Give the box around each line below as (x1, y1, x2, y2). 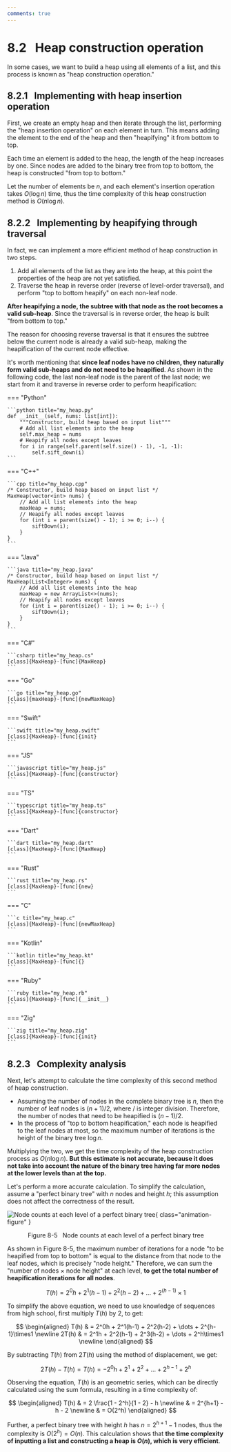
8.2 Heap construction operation (7, 39, 204, 55)
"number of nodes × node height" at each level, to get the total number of (7, 1266, 219, 1275)
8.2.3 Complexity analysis (7, 1058, 126, 1070)
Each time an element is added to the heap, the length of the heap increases (7, 155, 224, 163)
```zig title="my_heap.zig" (7, 1027, 88, 1035)
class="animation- (159, 1211, 212, 1218)
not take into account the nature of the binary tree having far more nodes (7, 1162, 221, 1170)
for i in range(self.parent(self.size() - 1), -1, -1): (19, 443, 184, 450)
